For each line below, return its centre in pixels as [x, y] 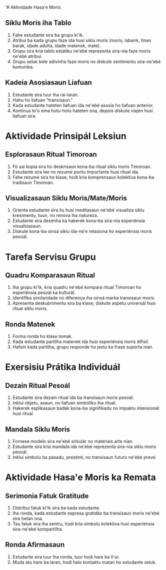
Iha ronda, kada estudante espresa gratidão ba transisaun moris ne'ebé [86, 513]
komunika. [23, 66]
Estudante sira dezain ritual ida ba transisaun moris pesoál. [73, 397]
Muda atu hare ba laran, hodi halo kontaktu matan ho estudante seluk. [84, 562]
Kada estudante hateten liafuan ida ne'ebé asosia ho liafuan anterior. [83, 105]
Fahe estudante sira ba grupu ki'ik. [48, 35]
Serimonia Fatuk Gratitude [47, 496]
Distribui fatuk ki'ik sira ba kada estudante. [56, 508]
